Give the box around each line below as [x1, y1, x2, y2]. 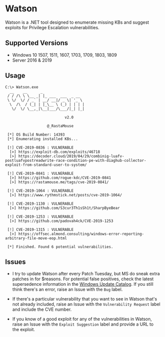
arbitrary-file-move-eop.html [5, 235, 67, 241]
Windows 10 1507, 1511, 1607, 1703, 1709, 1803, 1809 [12, 52, 117, 58]
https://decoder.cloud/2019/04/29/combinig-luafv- [18, 153, 125, 158]
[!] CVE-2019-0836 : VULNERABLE [7, 145, 74, 150]
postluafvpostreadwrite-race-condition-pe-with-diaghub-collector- [5, 158, 147, 163]
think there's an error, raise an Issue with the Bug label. [12, 287, 123, 293]
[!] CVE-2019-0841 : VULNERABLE [7, 171, 74, 176]
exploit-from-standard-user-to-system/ [5, 162, 87, 167]
